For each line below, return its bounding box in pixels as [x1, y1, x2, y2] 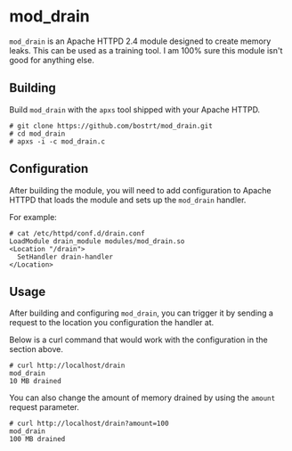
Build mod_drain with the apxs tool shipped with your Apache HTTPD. [9, 104, 261, 115]
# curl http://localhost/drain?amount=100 [9, 419, 169, 429]
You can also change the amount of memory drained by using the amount [9, 392, 276, 403]
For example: [9, 211, 58, 222]
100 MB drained [9, 435, 66, 444]
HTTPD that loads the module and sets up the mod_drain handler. [9, 194, 247, 205]
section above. [9, 344, 64, 355]
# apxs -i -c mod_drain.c [9, 136, 105, 146]
